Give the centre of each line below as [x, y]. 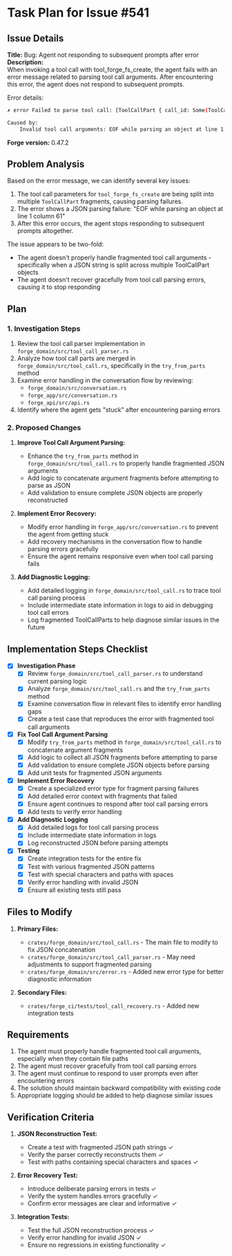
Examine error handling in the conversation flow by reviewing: [105, 380]
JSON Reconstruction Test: [57, 1134]
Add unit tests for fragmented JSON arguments [95, 773]
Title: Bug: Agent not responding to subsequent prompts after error [103, 55]
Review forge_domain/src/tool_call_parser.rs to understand [115, 674]
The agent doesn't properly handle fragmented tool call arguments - [114, 258]
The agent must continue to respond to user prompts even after [108, 1073]
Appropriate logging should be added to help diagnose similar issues [115, 1096]
